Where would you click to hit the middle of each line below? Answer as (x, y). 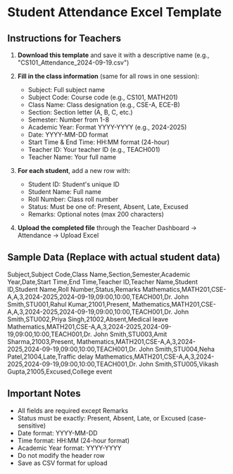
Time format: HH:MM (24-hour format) (74, 440)
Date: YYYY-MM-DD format (68, 135)
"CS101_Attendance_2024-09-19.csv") (73, 63)
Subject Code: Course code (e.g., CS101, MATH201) (103, 97)
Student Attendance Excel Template (114, 12)
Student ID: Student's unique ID (74, 184)
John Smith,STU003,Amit (130, 334)
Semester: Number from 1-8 (69, 120)
